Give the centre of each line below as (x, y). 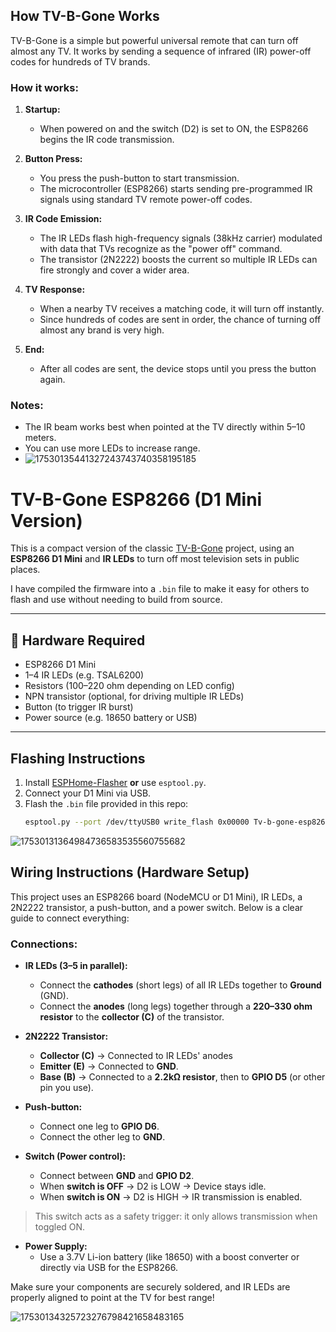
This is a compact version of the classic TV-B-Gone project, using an (152, 548)
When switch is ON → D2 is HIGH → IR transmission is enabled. (171, 1196)
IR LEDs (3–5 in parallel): (76, 965)
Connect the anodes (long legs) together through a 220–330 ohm (176, 1006)
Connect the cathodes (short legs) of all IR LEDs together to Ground (180, 985)
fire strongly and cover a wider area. (114, 270)
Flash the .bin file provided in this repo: (106, 803)
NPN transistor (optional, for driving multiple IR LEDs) (134, 696)
